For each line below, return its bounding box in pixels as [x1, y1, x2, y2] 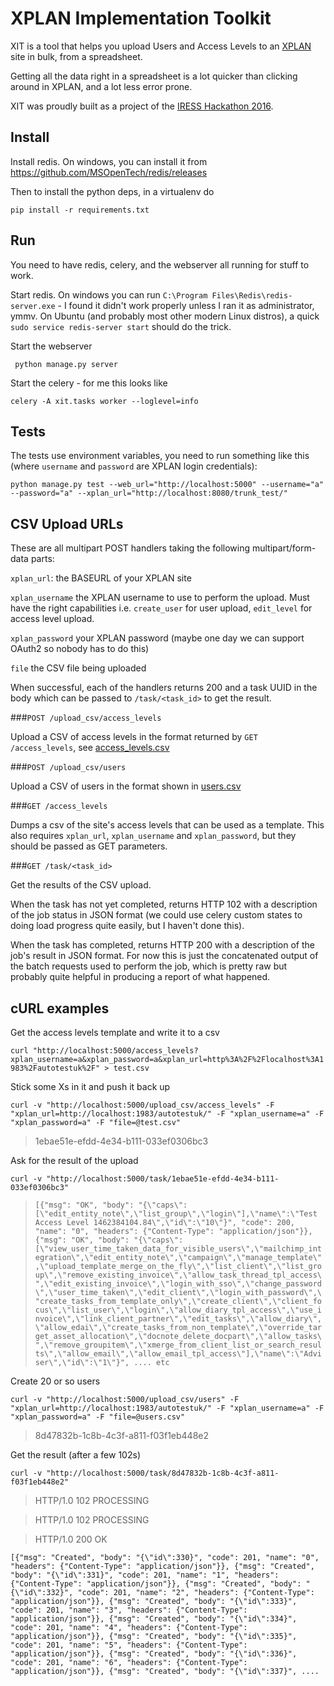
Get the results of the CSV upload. [10, 879, 152, 891]
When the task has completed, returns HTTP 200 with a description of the [10, 939, 316, 951]
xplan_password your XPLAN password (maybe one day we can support [10, 632, 305, 644]
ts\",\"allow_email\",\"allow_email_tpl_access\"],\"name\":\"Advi [34, 1349, 322, 1359]
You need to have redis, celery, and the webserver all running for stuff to [10, 258, 310, 271]
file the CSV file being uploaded [10, 662, 147, 674]
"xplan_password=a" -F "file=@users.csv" [10, 1412, 186, 1422]
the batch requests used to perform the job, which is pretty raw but [10, 960, 288, 972]
